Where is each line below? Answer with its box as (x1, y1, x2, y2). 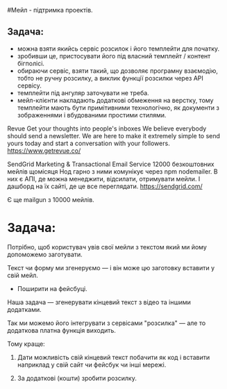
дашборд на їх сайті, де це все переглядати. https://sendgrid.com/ (7, 182, 203, 190)
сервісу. (17, 81, 42, 90)
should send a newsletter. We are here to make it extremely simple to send (7, 131, 221, 140)
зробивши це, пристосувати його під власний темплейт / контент (17, 51, 211, 60)
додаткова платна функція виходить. (7, 326, 117, 334)
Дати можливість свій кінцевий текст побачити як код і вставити (17, 353, 210, 361)
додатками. (7, 305, 42, 313)
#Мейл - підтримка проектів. (7, 6, 93, 14)
